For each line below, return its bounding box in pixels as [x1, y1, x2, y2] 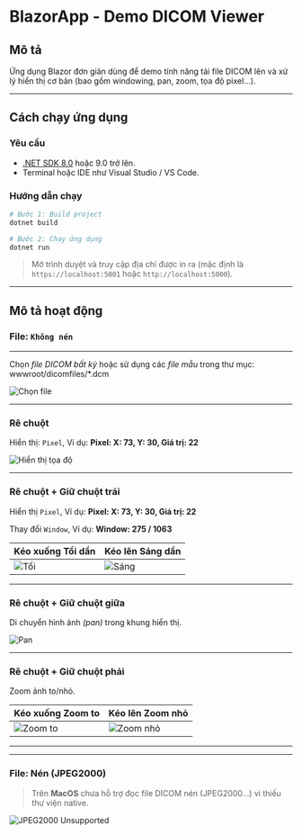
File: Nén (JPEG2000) [9, 767, 106, 780]
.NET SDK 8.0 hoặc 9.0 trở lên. [22, 157, 137, 168]
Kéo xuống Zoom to [13, 707, 101, 720]
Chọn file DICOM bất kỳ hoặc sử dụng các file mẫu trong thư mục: [9, 359, 254, 370]
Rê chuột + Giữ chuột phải [9, 665, 125, 677]
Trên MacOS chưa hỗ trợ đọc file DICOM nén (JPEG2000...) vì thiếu [31, 787, 281, 798]
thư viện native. [31, 797, 89, 808]
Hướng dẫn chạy [9, 189, 83, 202]
